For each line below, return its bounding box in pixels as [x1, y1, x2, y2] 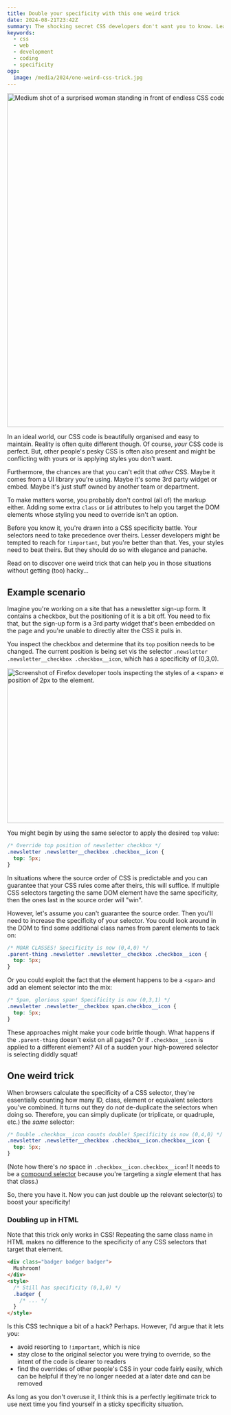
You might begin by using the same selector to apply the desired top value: [7, 829, 219, 837]
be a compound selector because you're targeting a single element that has [7, 1170, 222, 1178]
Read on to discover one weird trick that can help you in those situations [7, 559, 212, 568]
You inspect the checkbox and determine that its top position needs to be [7, 640, 215, 648]
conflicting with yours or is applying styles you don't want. [7, 455, 173, 463]
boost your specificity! [7, 1198, 71, 1206]
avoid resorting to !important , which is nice [16, 1343, 140, 1351]
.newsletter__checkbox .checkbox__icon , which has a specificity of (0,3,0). [7, 655, 219, 663]
